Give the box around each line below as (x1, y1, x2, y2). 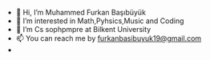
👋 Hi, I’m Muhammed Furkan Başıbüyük (15, 8, 147, 17)
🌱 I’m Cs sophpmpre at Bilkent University (15, 25, 151, 34)
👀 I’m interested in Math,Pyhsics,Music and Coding (15, 16, 184, 26)
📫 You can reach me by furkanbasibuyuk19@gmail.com (15, 34, 202, 43)
